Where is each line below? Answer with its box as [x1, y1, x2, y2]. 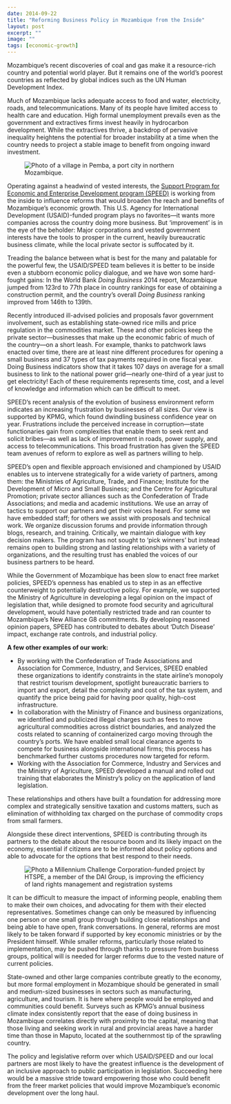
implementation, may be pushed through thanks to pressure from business [7, 945, 219, 953]
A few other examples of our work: [7, 643, 109, 651]
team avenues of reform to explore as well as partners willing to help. [7, 449, 203, 457]
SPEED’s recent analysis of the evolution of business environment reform [7, 398, 214, 406]
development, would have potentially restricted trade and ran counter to [7, 608, 212, 616]
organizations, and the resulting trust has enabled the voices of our [7, 551, 198, 559]
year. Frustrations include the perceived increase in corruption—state [7, 420, 205, 428]
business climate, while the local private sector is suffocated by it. [7, 241, 194, 248]
